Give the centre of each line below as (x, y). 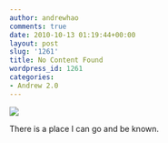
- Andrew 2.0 (34, 86)
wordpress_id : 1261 (46, 69)
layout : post (34, 43)
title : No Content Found (56, 60)
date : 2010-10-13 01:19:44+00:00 (73, 35)
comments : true (38, 26)
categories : (32, 77)
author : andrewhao (44, 18)
